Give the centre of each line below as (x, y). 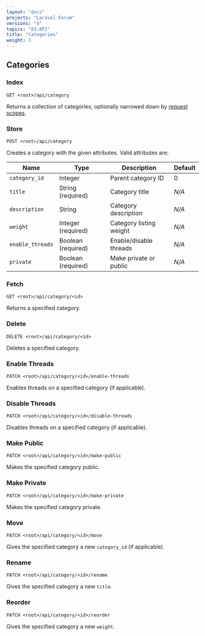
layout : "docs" (26, 12)
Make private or (133, 258)
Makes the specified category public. (53, 467)
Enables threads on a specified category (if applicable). (76, 388)
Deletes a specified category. (43, 348)
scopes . (16, 113)
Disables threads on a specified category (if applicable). (77, 427)
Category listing (133, 223)
